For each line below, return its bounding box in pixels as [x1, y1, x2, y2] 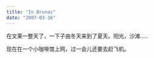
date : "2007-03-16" [6, 15, 56, 21]
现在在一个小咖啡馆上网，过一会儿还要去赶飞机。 [6, 45, 130, 53]
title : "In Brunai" [6, 9, 56, 15]
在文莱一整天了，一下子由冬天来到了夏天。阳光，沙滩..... [6, 32, 148, 40]
